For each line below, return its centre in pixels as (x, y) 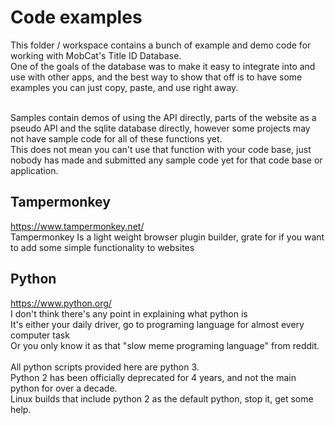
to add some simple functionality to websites (102, 247)
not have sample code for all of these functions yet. (116, 138)
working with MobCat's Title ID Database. (96, 55)
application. (34, 170)
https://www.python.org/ (61, 303)
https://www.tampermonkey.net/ (77, 226)
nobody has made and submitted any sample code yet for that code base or (166, 160)
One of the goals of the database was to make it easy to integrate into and (163, 66)
